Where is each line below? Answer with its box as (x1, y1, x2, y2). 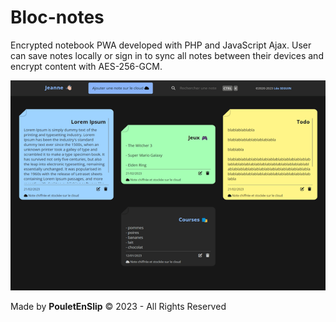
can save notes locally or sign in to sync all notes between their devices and (10, 49, 324, 61)
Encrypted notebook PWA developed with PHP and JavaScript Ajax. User (10, 39, 312, 51)
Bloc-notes (10, 6, 105, 29)
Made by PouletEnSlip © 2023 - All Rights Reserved (10, 300, 227, 312)
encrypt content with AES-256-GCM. (10, 60, 163, 72)
